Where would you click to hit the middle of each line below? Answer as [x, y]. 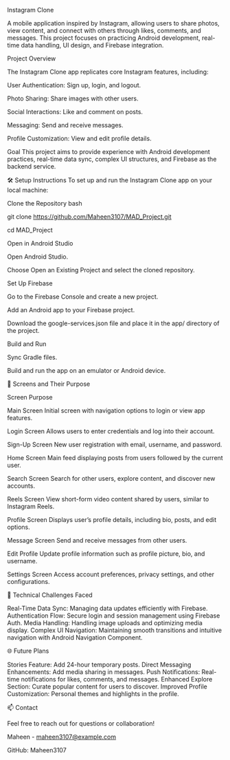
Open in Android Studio [40, 243]
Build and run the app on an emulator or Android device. [87, 370]
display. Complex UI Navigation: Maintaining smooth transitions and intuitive [114, 630]
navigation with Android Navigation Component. [75, 638]
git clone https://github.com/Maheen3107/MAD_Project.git [89, 217]
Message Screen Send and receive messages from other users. [97, 540]
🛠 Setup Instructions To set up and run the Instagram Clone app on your [110, 180]
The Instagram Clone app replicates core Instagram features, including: [108, 72]
